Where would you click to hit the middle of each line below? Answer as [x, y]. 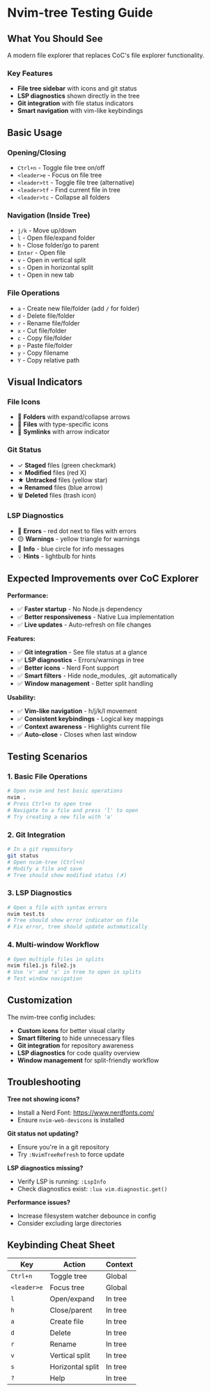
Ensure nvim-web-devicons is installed [71, 1119]
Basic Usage [35, 133]
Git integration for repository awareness [76, 1045]
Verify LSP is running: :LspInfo [62, 1181]
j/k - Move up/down [47, 231]
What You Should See [55, 39]
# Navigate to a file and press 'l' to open [73, 810]
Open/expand [72, 1299]
